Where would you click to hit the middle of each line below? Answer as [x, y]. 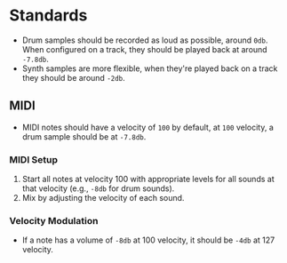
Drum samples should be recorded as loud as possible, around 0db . [145, 40]
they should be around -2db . [74, 77]
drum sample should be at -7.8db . [84, 136]
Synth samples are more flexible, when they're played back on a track [150, 68]
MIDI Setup [34, 159]
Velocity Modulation [54, 220]
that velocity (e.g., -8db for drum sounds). [98, 188]
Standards [48, 16]
